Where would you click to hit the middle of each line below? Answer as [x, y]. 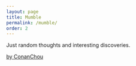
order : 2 [17, 28]
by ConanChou [25, 56]
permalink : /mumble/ [32, 23]
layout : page [22, 12]
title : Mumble [24, 17]
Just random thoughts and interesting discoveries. [68, 45]
